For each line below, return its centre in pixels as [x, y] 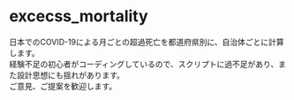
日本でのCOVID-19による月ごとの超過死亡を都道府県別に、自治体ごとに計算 [147, 42]
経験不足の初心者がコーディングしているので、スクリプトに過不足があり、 [144, 64]
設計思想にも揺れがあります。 [71, 75]
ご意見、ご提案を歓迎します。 [63, 86]
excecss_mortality [79, 16]
